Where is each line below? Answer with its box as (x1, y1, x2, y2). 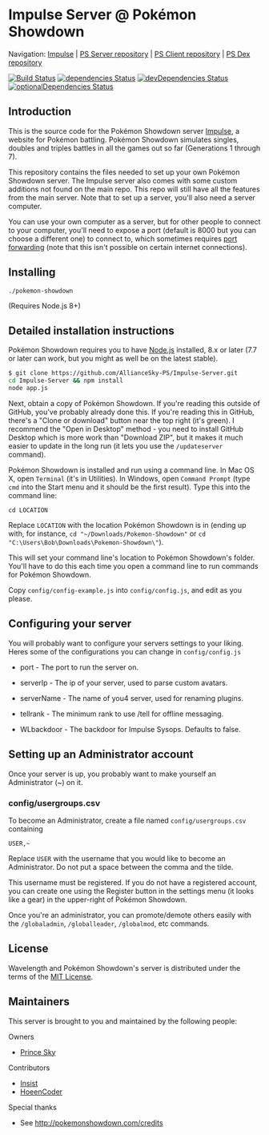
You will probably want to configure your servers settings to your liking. (8, 638, 244, 648)
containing (8, 823, 44, 834)
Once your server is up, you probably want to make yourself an (8, 769, 216, 779)
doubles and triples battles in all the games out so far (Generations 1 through (8, 143, 261, 153)
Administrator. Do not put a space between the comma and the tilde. (8, 862, 234, 871)
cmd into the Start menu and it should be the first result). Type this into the (8, 482, 251, 492)
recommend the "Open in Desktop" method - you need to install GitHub (8, 425, 244, 433)
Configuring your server (8, 617, 132, 630)
